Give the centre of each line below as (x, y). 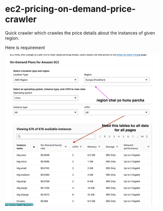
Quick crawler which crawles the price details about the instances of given (80, 33)
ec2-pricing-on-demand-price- (70, 9)
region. (12, 38)
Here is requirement (25, 47)
